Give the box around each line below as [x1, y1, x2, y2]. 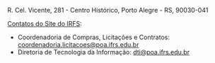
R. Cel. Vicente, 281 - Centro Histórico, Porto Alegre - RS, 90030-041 [7, 6, 209, 14]
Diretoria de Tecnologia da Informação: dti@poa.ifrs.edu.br [17, 48, 190, 56]
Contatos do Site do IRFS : [7, 20, 83, 27]
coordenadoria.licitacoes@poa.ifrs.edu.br [17, 41, 139, 48]
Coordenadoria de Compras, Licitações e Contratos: [17, 33, 170, 41]
